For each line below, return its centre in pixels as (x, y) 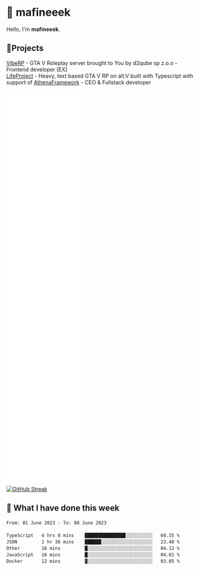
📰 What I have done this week (63, 508)
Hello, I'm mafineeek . (33, 29)
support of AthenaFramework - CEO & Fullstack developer (79, 82)
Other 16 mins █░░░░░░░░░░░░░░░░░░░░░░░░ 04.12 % (93, 549)
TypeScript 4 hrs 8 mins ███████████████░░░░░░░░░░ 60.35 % (93, 536)
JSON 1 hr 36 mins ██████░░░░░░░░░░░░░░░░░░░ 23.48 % (93, 542)
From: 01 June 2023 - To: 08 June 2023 (57, 523)
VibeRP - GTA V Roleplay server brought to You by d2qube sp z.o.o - (92, 63)
